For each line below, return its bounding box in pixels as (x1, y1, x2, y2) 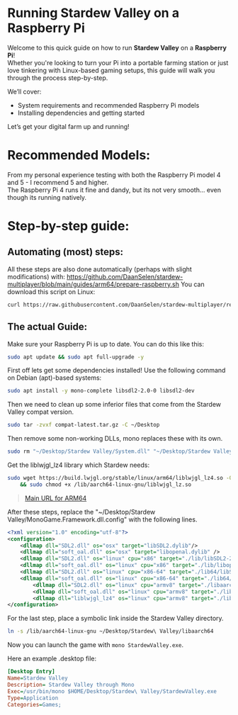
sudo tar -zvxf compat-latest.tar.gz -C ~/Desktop (7, 422, 160, 429)
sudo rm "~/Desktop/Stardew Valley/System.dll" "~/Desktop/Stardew (7, 448, 211, 455)
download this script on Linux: (7, 287, 96, 295)
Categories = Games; (7, 701, 62, 708)
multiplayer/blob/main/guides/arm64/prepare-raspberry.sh (7, 280, 179, 288)
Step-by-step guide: (7, 218, 130, 235)
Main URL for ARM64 (24, 494, 87, 502)
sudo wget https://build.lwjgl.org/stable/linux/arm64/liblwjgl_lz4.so (7, 475, 223, 482)
